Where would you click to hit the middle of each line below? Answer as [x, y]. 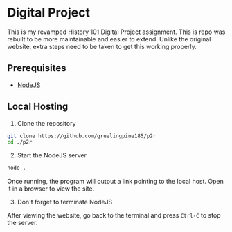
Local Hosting [38, 107]
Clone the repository [46, 123]
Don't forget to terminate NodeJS [65, 202]
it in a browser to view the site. [51, 188]
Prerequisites [37, 68]
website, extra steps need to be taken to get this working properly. [102, 46]
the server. [23, 223]
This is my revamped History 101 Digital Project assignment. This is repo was [116, 32]
